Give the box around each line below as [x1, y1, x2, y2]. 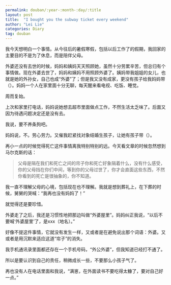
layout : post [5, 12, 33, 17]
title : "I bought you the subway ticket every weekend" [5, 17, 129, 22]
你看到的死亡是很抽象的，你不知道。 [17, 173, 94, 179]
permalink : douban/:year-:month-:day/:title [5, 7, 101, 13]
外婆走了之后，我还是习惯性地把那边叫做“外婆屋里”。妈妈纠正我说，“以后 [5, 212, 159, 218]
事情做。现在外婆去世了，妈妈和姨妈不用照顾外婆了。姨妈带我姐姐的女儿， [5, 69, 161, 76]
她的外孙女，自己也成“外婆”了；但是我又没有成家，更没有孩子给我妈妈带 [14, 76, 165, 82]
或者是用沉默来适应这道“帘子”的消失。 [5, 235, 85, 242]
